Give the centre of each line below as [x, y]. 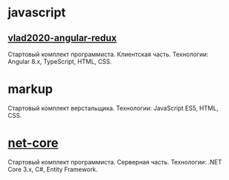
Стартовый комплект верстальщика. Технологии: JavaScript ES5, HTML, [113, 108]
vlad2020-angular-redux [62, 38]
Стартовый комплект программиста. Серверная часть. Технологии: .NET [115, 162]
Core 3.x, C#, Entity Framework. [53, 169]
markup [30, 89]
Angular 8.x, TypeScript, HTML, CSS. [60, 62]
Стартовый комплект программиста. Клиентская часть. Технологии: [108, 54]
